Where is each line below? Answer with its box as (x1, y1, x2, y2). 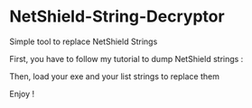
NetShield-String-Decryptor (9, 6, 225, 27)
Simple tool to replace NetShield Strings (9, 36, 158, 47)
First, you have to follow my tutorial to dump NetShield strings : (9, 53, 244, 64)
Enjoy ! (9, 88, 35, 99)
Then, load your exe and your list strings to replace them (9, 70, 219, 82)
